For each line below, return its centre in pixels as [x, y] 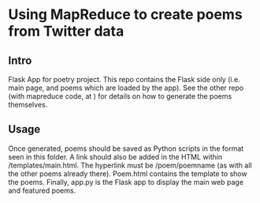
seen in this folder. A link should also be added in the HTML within [115, 156]
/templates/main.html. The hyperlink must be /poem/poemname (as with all [130, 165]
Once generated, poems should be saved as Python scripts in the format [126, 148]
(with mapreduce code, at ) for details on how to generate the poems [120, 96]
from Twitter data [66, 31]
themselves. [28, 105]
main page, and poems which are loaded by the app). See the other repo [126, 88]
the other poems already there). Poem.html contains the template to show [128, 173]
